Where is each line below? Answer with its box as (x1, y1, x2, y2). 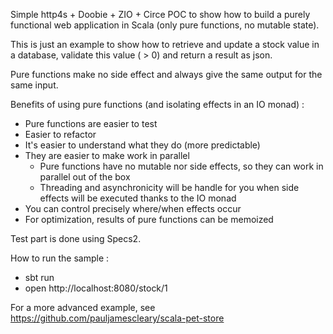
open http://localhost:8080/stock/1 (24, 282, 168, 294)
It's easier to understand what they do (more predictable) (24, 139, 261, 151)
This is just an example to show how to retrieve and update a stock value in (10, 39, 320, 50)
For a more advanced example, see (10, 302, 156, 313)
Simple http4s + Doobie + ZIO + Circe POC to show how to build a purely (10, 9, 311, 20)
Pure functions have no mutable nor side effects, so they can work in (39, 160, 324, 172)
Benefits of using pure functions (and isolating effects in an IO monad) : (10, 99, 305, 110)
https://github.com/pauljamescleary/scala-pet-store (10, 312, 225, 324)
